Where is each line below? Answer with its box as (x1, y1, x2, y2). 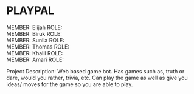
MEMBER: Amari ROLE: (6, 56, 64, 63)
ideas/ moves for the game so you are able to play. (6, 80, 133, 88)
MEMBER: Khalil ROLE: (6, 49, 63, 56)
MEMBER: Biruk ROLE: (6, 30, 63, 37)
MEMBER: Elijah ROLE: (6, 24, 63, 31)
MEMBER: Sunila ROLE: (6, 36, 65, 44)
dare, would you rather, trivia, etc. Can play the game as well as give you (6, 74, 189, 81)
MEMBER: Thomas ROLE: (6, 43, 70, 50)
